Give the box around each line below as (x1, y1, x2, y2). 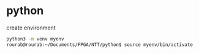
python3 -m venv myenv (6, 36, 64, 42)
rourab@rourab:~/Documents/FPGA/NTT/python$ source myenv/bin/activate (6, 41, 193, 48)
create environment (6, 24, 56, 31)
